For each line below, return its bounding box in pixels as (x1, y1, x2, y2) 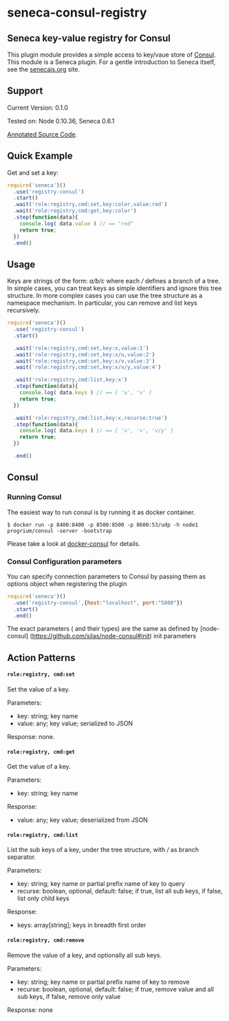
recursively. (7, 306, 41, 314)
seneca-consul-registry (7, 5, 147, 21)
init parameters (153, 632, 197, 640)
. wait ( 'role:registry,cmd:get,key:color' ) (13, 208, 137, 214)
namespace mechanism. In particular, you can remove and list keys (7, 299, 197, 307)
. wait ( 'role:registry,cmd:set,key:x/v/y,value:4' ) (13, 364, 162, 371)
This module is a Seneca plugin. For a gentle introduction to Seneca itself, (7, 58, 216, 66)
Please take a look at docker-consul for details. (7, 539, 141, 547)
